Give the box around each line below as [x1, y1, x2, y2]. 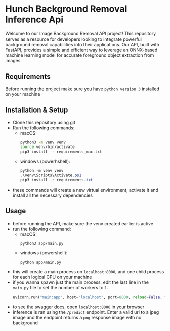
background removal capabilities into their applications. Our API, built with [5, 41, 159, 47]
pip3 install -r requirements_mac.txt [20, 149, 102, 155]
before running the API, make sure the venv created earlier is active [12, 220, 153, 226]
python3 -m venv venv [20, 140, 66, 145]
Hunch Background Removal [5, 3, 127, 15]
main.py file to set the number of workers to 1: [12, 284, 108, 290]
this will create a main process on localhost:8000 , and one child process [12, 268, 164, 274]
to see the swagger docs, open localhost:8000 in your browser [12, 304, 145, 310]
